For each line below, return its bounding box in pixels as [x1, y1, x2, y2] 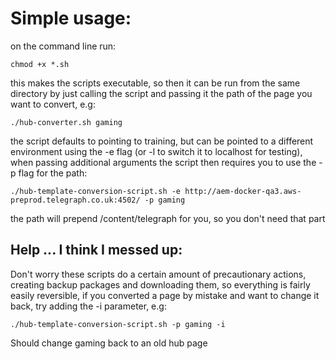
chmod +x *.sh [10, 59, 70, 69]
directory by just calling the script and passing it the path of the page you [10, 87, 313, 99]
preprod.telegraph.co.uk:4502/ [10, 195, 141, 205]
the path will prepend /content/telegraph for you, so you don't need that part [10, 212, 326, 224]
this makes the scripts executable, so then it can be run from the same [10, 77, 301, 89]
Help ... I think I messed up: [10, 242, 183, 259]
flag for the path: [18, 167, 88, 179]
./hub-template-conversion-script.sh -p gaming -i [10, 319, 226, 329]
